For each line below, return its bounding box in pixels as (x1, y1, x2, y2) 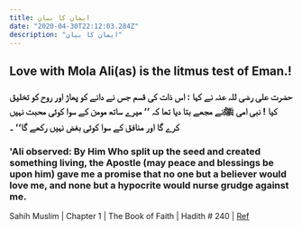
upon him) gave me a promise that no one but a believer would (9, 168, 287, 180)
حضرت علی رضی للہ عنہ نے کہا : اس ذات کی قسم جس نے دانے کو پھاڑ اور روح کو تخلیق (9, 90, 293, 103)
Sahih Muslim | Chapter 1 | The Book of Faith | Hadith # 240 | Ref (9, 210, 250, 221)
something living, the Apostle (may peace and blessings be (9, 156, 275, 169)
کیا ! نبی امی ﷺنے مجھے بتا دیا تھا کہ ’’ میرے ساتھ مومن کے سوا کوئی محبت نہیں (9, 105, 278, 117)
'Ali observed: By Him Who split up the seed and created (9, 145, 261, 158)
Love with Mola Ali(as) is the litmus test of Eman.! (9, 63, 292, 78)
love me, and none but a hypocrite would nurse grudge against (9, 179, 289, 191)
